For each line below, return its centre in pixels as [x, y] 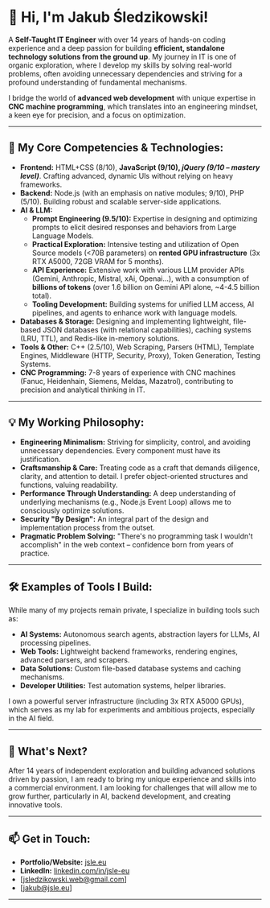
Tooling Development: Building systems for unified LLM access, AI [143, 304]
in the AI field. [31, 718]
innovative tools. [35, 805]
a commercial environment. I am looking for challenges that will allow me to [133, 788]
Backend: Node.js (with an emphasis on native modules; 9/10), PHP [132, 192]
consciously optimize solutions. [72, 510]
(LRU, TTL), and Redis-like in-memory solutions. [100, 338]
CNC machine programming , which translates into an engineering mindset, [133, 106]
